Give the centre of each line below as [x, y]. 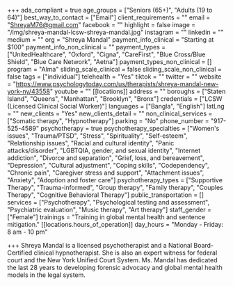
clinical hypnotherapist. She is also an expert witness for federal [126, 253]
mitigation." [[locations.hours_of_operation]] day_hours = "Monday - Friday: [115, 224]
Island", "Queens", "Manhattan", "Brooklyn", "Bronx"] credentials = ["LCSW [115, 99]
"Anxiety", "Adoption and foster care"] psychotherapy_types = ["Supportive [115, 180]
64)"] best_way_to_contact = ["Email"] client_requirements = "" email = [109, 17]
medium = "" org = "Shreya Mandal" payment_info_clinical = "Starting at [111, 40]
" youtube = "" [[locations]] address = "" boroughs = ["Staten [138, 91]
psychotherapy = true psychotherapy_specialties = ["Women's [130, 128]
